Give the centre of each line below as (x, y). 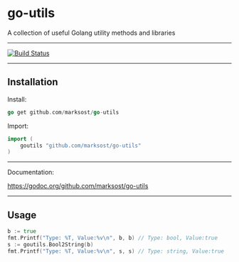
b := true (22, 231)
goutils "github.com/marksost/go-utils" (81, 146)
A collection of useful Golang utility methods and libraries (91, 33)
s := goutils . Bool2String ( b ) (51, 244)
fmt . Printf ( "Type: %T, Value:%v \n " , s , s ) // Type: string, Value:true (116, 251)
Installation (33, 82)
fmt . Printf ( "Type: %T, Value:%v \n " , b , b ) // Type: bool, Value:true (113, 238)
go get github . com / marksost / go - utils (63, 112)
